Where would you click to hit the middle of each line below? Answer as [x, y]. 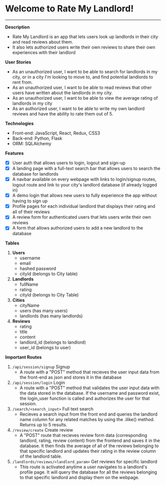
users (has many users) [44, 311]
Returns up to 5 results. [43, 425]
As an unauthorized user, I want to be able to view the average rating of [85, 98]
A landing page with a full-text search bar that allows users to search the [86, 168]
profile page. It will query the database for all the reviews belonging [88, 472]
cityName [29, 305]
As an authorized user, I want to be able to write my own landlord [78, 108]
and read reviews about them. [42, 42]
